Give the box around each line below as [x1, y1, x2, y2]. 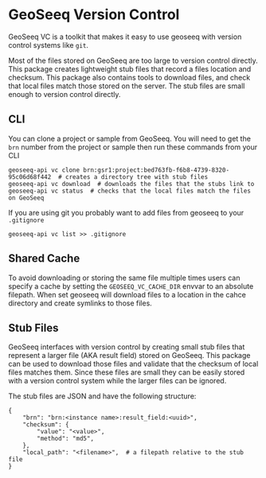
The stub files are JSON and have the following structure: [8, 391, 197, 401]
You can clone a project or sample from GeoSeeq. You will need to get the [8, 134, 251, 143]
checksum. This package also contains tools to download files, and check [8, 72, 251, 82]
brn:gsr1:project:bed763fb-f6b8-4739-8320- [83, 165, 229, 174]
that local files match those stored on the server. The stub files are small [8, 81, 245, 91]
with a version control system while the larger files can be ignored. [8, 376, 227, 386]
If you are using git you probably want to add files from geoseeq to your [8, 208, 244, 217]
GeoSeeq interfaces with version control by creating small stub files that [8, 342, 245, 352]
